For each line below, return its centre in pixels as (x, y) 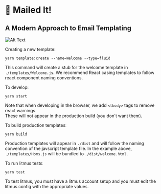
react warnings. (21, 110)
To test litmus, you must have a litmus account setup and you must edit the (80, 181)
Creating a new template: (30, 49)
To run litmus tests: (24, 163)
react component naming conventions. (44, 78)
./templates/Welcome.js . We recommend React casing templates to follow (80, 73)
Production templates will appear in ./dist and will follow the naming (75, 143)
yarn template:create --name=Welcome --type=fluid (58, 58)
